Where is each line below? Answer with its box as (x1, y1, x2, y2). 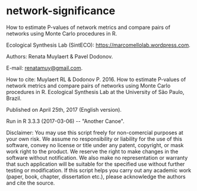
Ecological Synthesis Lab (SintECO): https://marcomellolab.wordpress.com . (6, 41, 191, 48)
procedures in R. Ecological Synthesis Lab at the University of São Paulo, (6, 88, 185, 95)
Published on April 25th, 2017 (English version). (6, 106, 122, 113)
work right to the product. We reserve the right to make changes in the (6, 148, 179, 155)
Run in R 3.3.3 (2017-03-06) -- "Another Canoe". (6, 117, 125, 125)
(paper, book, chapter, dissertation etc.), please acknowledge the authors (6, 173, 186, 180)
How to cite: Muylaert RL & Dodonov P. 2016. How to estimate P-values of (6, 76, 186, 83)
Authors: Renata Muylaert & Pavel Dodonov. (6, 53, 113, 60)
